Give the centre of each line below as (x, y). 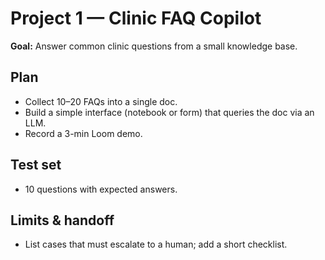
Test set (36, 165)
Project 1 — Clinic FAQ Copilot (136, 18)
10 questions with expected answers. (101, 189)
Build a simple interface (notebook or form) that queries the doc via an (169, 112)
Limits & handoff (62, 220)
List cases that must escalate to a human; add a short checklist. (156, 244)
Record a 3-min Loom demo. (83, 133)
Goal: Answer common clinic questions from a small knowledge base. (154, 46)
